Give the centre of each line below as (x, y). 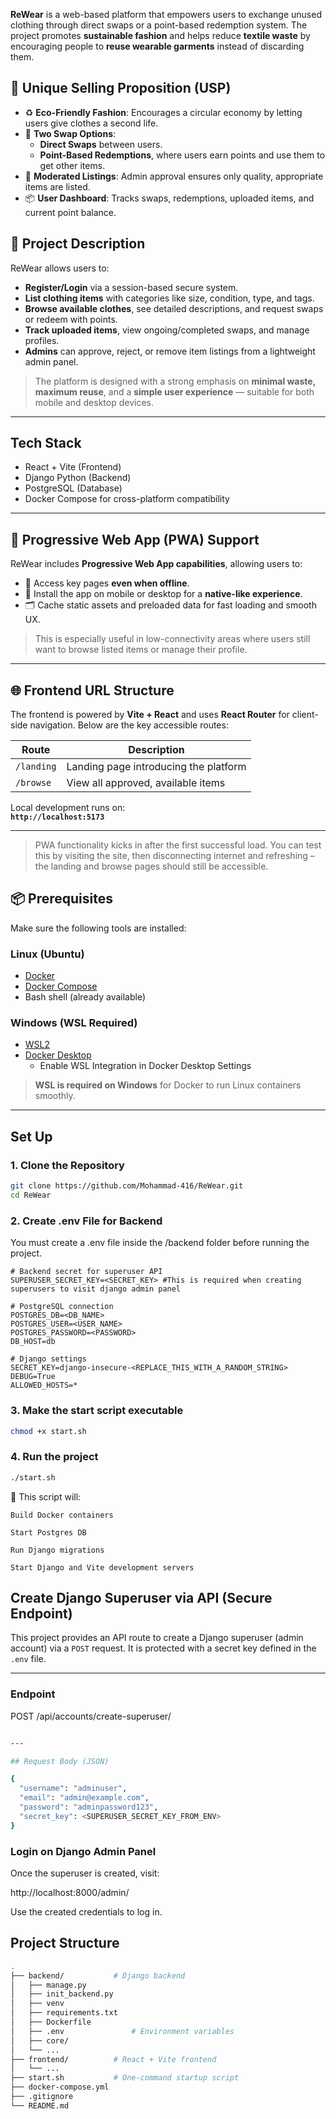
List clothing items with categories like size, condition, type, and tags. (169, 298)
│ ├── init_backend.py (62, 1994)
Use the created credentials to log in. (86, 1911)
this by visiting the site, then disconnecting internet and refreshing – (174, 856)
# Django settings (48, 1359)
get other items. (72, 165)
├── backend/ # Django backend (98, 1975)
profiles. (42, 340)
